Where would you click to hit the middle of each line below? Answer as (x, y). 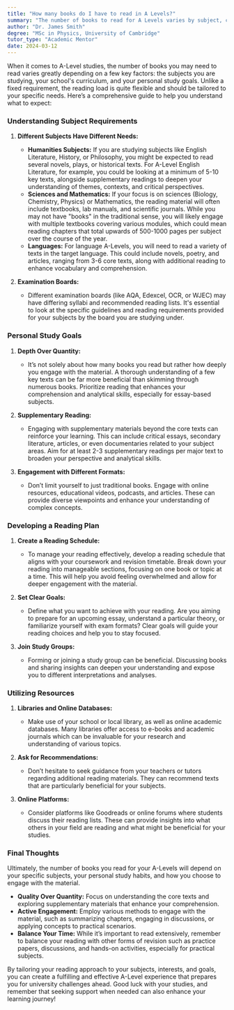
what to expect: (30, 103)
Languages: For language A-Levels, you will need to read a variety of (127, 246)
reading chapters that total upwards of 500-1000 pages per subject (124, 232)
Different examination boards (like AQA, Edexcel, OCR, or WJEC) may (127, 295)
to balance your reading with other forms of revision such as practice (116, 941)
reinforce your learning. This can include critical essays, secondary (124, 436)
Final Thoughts (33, 853)
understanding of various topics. (75, 744)
